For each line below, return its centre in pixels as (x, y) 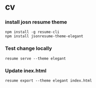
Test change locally (29, 48)
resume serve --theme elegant (36, 59)
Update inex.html (26, 71)
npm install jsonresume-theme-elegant (44, 36)
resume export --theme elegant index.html (48, 81)
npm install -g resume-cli (32, 32)
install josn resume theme (36, 22)
